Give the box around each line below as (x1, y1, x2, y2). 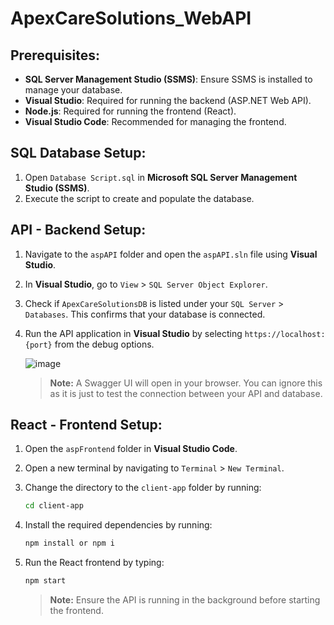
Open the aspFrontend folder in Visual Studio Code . (24, 443, 238, 455)
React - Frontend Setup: (10, 417, 163, 434)
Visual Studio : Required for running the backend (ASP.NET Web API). (24, 95, 312, 106)
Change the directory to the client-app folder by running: (24, 482, 262, 494)
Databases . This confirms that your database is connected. (24, 308, 266, 320)
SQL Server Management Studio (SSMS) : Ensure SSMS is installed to (24, 73, 313, 85)
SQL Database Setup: (10, 145, 147, 162)
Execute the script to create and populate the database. (24, 192, 255, 204)
